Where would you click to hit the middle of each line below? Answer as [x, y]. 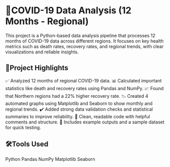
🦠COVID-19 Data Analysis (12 [68, 11]
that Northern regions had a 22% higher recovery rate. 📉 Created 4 [77, 96]
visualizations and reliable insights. [42, 52]
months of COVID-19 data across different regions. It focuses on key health [84, 41]
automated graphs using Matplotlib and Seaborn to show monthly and [79, 103]
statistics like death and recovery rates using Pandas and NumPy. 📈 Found [84, 88]
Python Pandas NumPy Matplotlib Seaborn [50, 159]
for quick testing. [23, 127]
